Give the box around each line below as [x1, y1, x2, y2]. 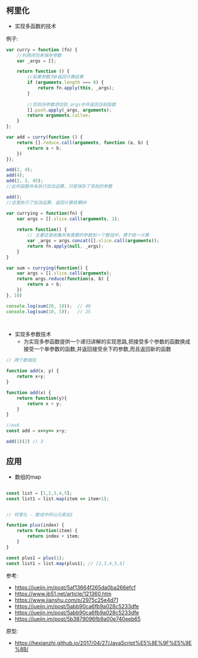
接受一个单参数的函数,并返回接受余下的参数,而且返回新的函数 [23, 346, 171, 353]
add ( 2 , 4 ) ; [6, 167, 33, 173]
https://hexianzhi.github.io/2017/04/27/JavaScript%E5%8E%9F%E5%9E [14, 639, 192, 646]
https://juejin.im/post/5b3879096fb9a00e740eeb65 [14, 615, 141, 622]
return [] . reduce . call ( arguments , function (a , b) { [16, 140, 149, 146]
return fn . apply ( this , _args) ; [37, 85, 115, 91]
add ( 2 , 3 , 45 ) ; [6, 178, 44, 184]
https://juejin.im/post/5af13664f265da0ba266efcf [14, 583, 136, 591]
